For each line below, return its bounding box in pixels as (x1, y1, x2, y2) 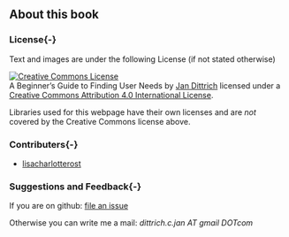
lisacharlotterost (21, 158, 81, 169)
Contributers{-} (9, 138, 79, 150)
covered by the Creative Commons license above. (9, 116, 191, 126)
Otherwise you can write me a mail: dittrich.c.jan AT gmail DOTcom (9, 218, 254, 228)
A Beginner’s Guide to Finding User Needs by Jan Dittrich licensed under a (9, 80, 281, 91)
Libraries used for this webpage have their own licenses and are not (9, 106, 256, 118)
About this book (9, 7, 99, 22)
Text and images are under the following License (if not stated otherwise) (9, 53, 276, 65)
